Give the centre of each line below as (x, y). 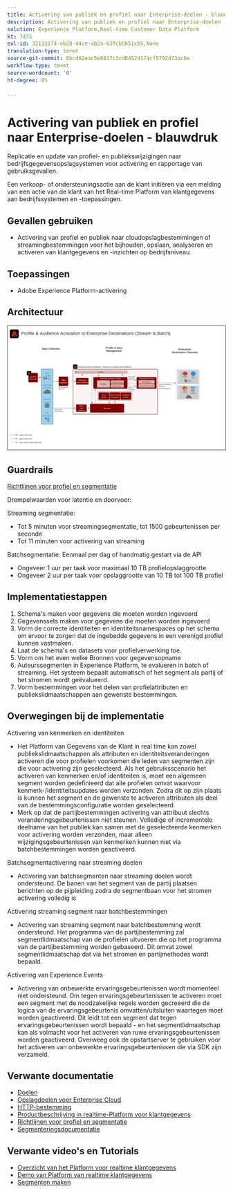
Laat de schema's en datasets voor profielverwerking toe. (99, 650)
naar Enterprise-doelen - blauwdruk (113, 137)
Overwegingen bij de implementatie (86, 716)
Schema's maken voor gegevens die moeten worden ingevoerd (108, 613)
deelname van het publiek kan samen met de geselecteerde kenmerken (119, 827)
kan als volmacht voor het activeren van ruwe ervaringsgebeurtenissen (118, 1032)
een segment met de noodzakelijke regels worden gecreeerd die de (113, 1003)
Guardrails (30, 470)
